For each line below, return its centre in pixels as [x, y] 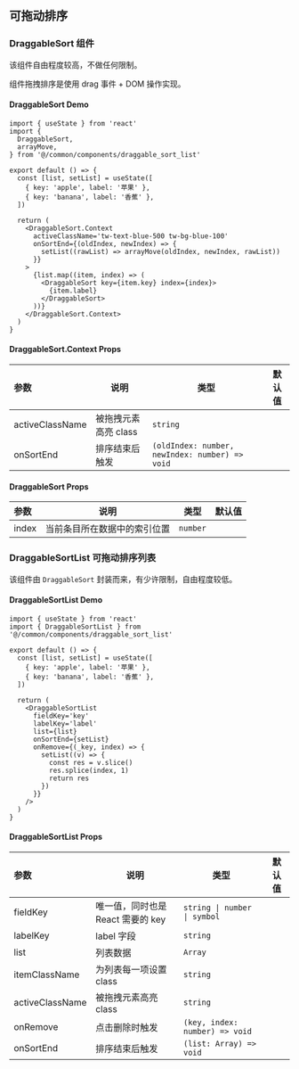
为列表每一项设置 [131, 970]
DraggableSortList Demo [56, 600]
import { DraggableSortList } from [75, 627]
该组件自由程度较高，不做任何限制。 [76, 64]
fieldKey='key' [61, 716]
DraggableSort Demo [49, 104]
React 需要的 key [131, 919]
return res [69, 778]
